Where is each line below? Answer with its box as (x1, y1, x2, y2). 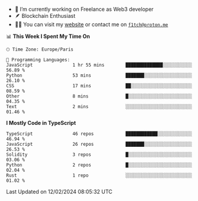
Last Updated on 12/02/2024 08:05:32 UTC (6, 188, 113, 195)
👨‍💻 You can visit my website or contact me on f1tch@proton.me (14, 21, 168, 28)
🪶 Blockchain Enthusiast (14, 12, 76, 19)
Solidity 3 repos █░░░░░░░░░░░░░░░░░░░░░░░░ (6, 152, 193, 158)
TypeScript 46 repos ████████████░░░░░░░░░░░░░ (6, 131, 193, 137)
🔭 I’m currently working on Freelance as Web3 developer (14, 6, 154, 12)
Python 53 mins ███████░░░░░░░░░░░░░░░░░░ (6, 73, 193, 78)
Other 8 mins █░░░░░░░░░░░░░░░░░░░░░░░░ (6, 93, 193, 99)
